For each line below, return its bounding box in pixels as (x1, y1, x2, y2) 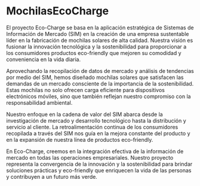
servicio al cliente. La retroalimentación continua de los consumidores (6, 123, 179, 130)
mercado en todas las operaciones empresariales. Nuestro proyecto (6, 154, 174, 161)
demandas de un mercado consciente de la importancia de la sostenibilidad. (6, 80, 194, 87)
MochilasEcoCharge (6, 4, 109, 18)
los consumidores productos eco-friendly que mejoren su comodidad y (6, 49, 181, 56)
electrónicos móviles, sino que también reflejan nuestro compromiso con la (6, 93, 191, 100)
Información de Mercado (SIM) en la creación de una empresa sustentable (6, 30, 189, 37)
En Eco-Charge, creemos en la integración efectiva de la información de (6, 148, 184, 155)
